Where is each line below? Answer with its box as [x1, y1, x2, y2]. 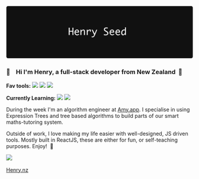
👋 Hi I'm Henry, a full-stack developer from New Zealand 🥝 [6, 68, 182, 76]
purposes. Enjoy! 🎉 [6, 142, 54, 149]
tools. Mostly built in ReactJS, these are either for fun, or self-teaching [6, 136, 178, 143]
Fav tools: [6, 82, 31, 89]
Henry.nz [6, 166, 28, 173]
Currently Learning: [6, 94, 56, 101]
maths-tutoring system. [6, 119, 63, 126]
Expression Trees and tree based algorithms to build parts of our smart [6, 112, 179, 119]
